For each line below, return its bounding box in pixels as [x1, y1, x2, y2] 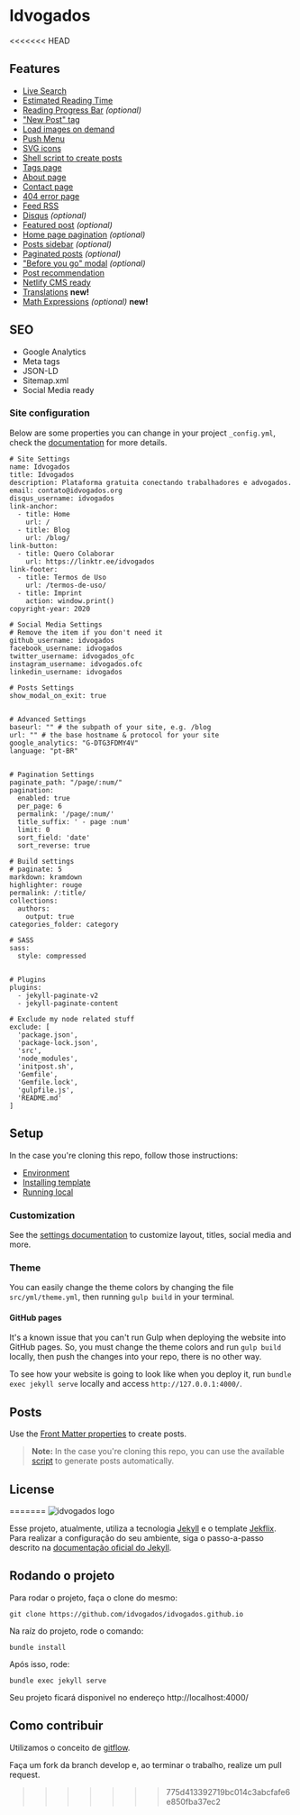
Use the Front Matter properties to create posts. [9, 1428, 187, 1439]
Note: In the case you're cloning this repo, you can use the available [31, 1446, 286, 1457]
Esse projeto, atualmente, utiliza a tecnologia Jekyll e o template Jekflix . [9, 1523, 277, 1534]
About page [22, 171, 67, 182]
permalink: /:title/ [9, 888, 87, 897]
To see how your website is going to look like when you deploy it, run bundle [9, 1369, 292, 1380]
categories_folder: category [9, 920, 119, 929]
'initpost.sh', [17, 1061, 75, 1071]
